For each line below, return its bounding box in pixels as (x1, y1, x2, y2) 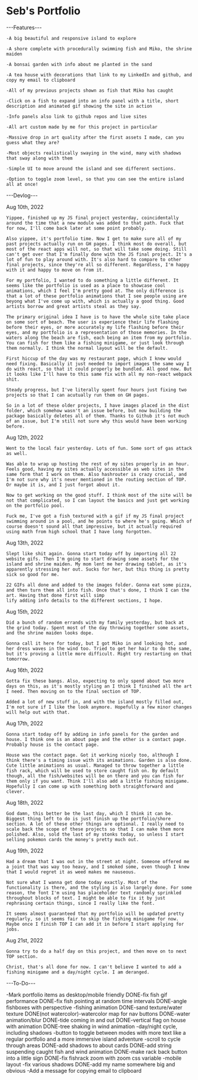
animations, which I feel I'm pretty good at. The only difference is (6, 288, 184, 294)
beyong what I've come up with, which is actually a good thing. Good (6, 298, 184, 304)
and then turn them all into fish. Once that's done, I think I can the (6, 587, 190, 593)
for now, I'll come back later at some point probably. (6, 225, 147, 231)
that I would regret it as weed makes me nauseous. (6, 869, 136, 875)
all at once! (6, 181, 39, 187)
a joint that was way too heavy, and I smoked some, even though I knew (6, 864, 190, 870)
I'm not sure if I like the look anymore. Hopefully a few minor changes (6, 704, 193, 710)
